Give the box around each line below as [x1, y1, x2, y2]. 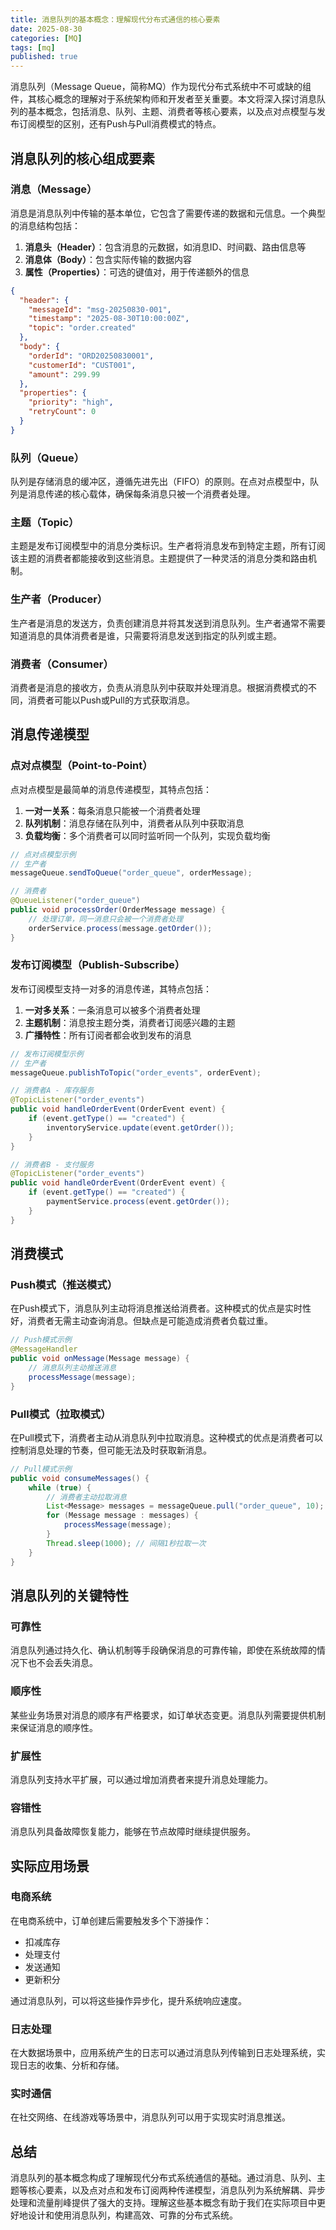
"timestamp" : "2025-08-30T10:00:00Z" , [28, 314, 190, 324]
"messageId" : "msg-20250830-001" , [28, 304, 172, 315]
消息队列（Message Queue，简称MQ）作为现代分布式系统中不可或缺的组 [10, 81, 312, 93]
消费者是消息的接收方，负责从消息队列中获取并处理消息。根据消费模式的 [10, 682, 308, 693]
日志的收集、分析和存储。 [18, 2059, 125, 2071]
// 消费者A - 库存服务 [10, 1086, 95, 1096]
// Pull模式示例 [10, 1464, 72, 1474]
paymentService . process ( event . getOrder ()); [46, 1197, 230, 1207]
